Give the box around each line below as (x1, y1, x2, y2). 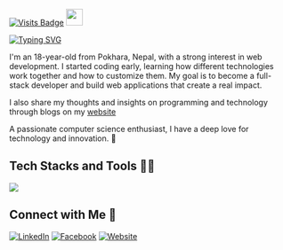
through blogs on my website (9, 106, 117, 117)
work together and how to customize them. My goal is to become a (9, 71, 255, 81)
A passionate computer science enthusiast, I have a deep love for (9, 124, 249, 134)
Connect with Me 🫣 (9, 207, 117, 223)
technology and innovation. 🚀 (9, 133, 117, 144)
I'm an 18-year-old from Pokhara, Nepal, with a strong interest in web (9, 51, 263, 62)
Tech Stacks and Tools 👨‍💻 (9, 159, 156, 174)
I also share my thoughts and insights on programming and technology (9, 98, 269, 107)
